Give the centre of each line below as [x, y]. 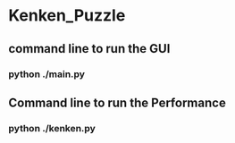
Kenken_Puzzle [67, 16]
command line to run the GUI [89, 49]
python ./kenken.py [52, 128]
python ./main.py [47, 74]
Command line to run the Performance [117, 102]
